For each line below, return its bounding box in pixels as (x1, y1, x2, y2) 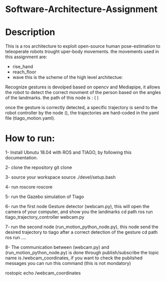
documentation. (5, 155, 38, 161)
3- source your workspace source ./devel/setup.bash (5, 174, 116, 180)
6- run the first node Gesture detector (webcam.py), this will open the (5, 204, 150, 210)
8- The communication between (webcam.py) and (5, 244, 110, 250)
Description (5, 27, 55, 38)
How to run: (5, 133, 55, 144)
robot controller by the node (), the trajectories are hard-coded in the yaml (5, 110, 159, 116)
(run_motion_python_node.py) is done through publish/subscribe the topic (5, 250, 159, 256)
